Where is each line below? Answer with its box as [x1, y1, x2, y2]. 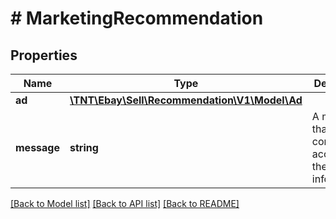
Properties [10, 47, 78, 64]
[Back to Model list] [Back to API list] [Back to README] [10, 198, 240, 209]
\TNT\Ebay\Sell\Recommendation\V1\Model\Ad [69, 93, 303, 107]
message [15, 141, 60, 154]
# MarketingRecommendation [10, 7, 264, 30]
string [69, 141, 99, 154]
